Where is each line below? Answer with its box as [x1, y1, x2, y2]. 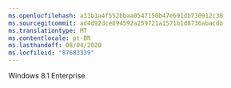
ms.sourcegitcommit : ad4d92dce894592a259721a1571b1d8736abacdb [8, 19, 224, 27]
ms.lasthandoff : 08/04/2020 [8, 42, 102, 50]
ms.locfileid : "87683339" [8, 49, 94, 57]
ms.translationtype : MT [8, 26, 88, 34]
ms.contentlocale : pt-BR [8, 34, 91, 42]
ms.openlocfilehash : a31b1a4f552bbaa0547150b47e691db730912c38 [8, 11, 224, 20]
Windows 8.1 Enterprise [8, 71, 86, 80]
